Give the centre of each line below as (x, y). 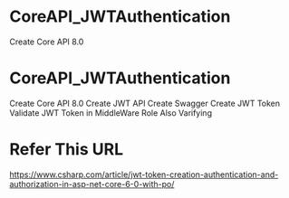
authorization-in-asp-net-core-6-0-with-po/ (92, 184)
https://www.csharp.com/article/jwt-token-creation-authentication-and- (144, 174)
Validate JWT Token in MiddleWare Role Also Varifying (111, 113)
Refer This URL (67, 150)
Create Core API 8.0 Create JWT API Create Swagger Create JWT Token (145, 103)
